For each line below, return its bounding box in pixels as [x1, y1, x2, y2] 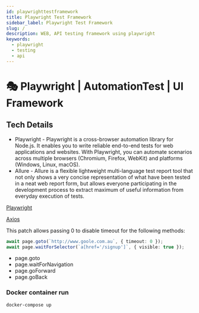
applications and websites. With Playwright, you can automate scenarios [14, 148, 192, 155]
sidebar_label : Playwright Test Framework [6, 20, 113, 26]
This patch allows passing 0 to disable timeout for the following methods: [6, 227, 185, 234]
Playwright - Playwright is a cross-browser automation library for [14, 135, 174, 143]
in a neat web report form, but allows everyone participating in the [14, 179, 177, 187]
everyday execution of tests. [14, 192, 85, 200]
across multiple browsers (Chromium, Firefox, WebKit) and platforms [14, 154, 183, 162]
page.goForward [14, 267, 56, 274]
